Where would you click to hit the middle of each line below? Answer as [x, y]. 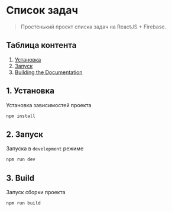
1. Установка [30, 91]
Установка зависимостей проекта [49, 105]
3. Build [20, 178]
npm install [21, 116]
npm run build [24, 203]
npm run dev [21, 160]
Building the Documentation [48, 72]
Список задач [42, 10]
